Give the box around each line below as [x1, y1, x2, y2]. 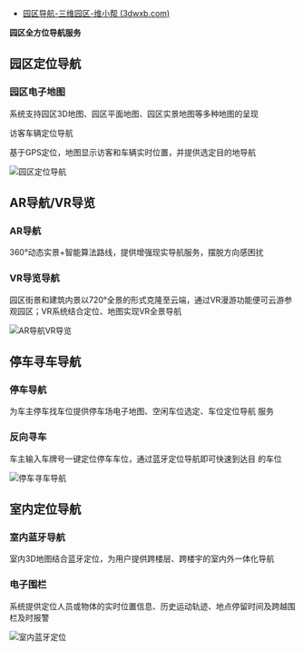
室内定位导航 [9, 502, 82, 518]
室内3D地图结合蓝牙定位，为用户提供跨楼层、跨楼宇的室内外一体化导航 [9, 553, 275, 565]
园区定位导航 [9, 56, 82, 72]
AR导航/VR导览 [9, 195, 96, 211]
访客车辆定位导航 [9, 127, 74, 138]
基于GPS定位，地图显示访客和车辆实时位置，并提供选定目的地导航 [9, 146, 257, 157]
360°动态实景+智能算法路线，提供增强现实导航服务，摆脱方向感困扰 [9, 247, 264, 258]
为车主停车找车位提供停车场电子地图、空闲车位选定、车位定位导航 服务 [9, 406, 274, 417]
